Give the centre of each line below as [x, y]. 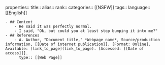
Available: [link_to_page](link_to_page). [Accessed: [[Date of [75, 49]
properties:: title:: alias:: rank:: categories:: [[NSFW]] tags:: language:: [78, 7]
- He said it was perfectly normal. [53, 26]
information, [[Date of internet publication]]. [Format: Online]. [78, 44]
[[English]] [16, 13]
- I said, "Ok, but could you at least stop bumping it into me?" [86, 31]
